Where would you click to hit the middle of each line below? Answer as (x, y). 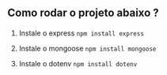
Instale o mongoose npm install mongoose (87, 48)
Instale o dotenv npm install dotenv (78, 63)
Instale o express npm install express (81, 33)
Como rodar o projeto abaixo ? (83, 13)
